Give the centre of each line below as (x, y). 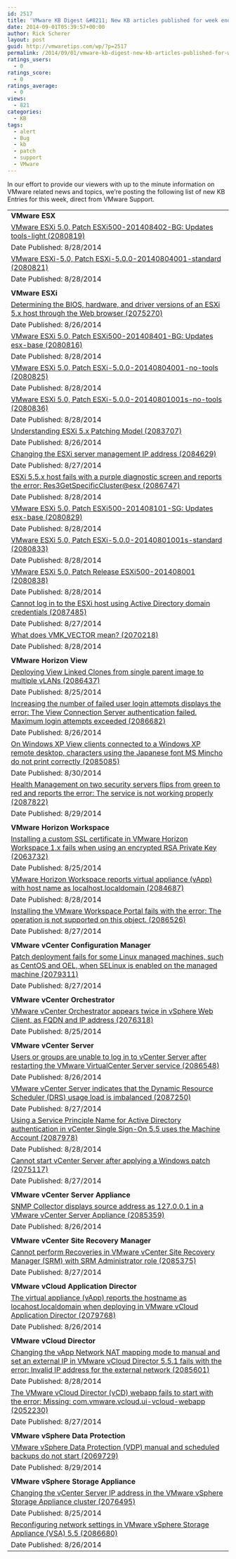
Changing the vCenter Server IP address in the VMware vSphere (117, 1493)
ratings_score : (29, 72)
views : (17, 99)
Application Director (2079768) (63, 1315)
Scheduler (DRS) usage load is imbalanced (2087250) (101, 1097)
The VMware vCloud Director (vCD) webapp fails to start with (112, 1392)
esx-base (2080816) (47, 345)
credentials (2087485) (49, 612)
